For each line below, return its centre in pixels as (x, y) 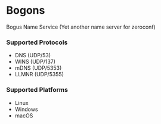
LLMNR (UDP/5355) (39, 75)
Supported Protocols (37, 42)
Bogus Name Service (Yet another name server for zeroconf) (81, 27)
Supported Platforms (37, 90)
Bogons (26, 10)
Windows (26, 109)
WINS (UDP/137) (35, 62)
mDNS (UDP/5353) (38, 68)
